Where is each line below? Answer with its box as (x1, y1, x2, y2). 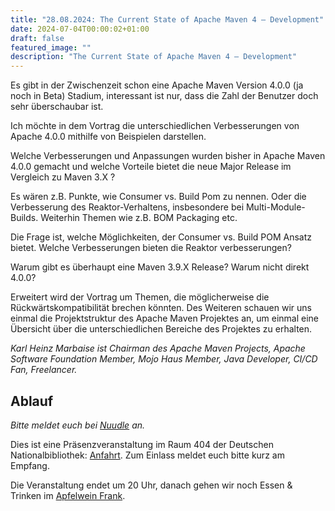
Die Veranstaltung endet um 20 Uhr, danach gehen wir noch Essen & (10, 479, 293, 491)
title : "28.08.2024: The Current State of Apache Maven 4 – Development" (10, 14, 325, 25)
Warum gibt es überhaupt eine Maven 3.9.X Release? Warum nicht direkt (10, 261, 310, 273)
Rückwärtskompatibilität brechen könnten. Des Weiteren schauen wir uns (10, 302, 312, 314)
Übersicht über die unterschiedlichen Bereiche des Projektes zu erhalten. (10, 323, 313, 335)
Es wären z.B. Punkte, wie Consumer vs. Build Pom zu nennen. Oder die (10, 191, 307, 203)
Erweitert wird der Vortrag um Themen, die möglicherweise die (10, 291, 270, 303)
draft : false (10, 33, 65, 43)
